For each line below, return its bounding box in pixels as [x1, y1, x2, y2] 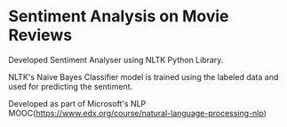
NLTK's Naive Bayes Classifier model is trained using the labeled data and [8, 71, 279, 82]
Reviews [8, 25, 73, 45]
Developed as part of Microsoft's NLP [8, 98, 147, 108]
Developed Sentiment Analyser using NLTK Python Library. [8, 54, 224, 65]
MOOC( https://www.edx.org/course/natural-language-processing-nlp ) [8, 107, 267, 118]
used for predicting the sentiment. [8, 81, 133, 91]
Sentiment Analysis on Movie [8, 6, 229, 27]
